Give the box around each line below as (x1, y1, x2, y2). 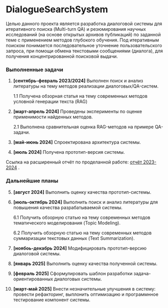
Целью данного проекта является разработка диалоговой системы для (6, 20, 162, 27)
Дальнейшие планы (6, 177, 58, 184)
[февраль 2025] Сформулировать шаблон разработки (13, 270, 133, 276)
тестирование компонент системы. (13, 296, 91, 303)
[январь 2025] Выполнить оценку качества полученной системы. (13, 260, 158, 266)
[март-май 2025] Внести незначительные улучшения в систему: (13, 285, 156, 292)
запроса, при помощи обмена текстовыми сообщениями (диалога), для (6, 48, 163, 54)
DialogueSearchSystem (6, 4, 108, 15)
